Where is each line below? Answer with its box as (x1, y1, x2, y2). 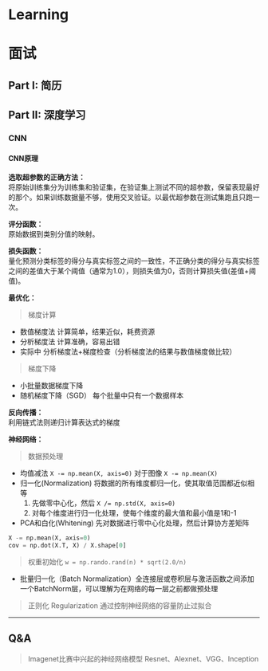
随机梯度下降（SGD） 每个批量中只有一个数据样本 (19, 390, 184, 400)
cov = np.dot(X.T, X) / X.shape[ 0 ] (8, 542, 127, 550)
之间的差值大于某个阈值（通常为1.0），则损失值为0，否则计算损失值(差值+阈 (8, 266, 257, 276)
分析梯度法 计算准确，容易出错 (19, 337, 120, 347)
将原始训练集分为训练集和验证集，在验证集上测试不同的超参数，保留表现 (8, 182, 246, 192)
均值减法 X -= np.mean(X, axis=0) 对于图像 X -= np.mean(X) (19, 469, 218, 478)
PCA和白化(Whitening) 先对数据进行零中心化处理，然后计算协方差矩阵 (19, 518, 250, 528)
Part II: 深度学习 (8, 108, 86, 122)
